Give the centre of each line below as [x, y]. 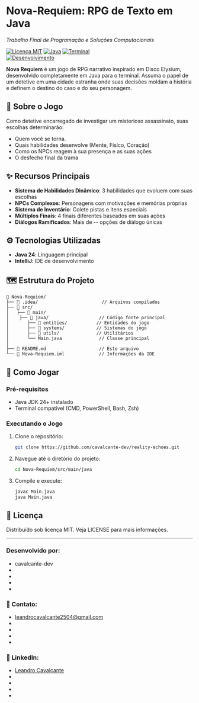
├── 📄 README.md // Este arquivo [73, 349]
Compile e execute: [38, 480]
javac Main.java [35, 492]
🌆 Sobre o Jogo [35, 107]
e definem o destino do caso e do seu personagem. [69, 88]
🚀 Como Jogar [33, 372]
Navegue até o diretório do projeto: [57, 459]
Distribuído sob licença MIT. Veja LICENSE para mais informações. [87, 530]
